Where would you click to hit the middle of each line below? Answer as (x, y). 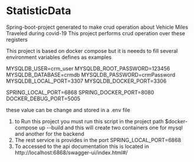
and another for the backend (49, 134)
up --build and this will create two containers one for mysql (111, 127)
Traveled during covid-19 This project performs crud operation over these (96, 33)
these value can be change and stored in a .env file (68, 110)
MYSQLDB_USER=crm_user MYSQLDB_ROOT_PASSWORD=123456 (88, 68)
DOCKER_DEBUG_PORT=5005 (43, 99)
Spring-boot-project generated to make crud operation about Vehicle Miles (97, 27)
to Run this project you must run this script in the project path (89, 121)
